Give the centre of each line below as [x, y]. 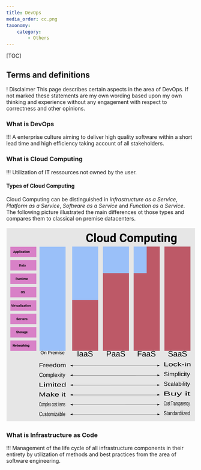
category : [29, 32]
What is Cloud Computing [44, 159]
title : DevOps [24, 13]
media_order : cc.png [32, 19]
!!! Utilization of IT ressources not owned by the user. [71, 172]
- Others [39, 38]
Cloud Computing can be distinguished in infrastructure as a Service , [92, 199]
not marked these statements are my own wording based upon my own [94, 96]
